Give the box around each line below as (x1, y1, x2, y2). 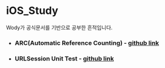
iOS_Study (6, 4, 59, 17)
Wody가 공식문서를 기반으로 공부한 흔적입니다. (6, 24, 113, 31)
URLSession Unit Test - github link (14, 54, 115, 62)
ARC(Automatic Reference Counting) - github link (14, 39, 160, 47)
